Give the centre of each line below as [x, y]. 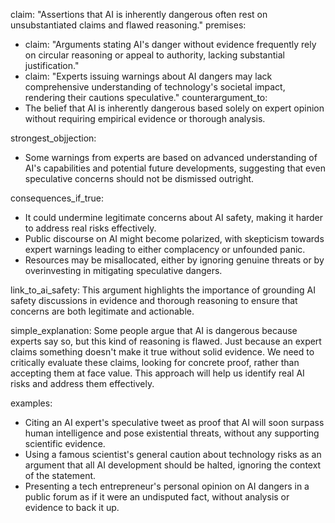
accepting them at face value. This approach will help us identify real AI [157, 373]
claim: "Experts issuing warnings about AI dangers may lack [148, 76]
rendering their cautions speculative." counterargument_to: [146, 97]
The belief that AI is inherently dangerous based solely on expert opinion [174, 108]
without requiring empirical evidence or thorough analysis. [145, 118]
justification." [52, 65]
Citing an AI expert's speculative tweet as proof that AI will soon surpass [174, 422]
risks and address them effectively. [82, 383]
